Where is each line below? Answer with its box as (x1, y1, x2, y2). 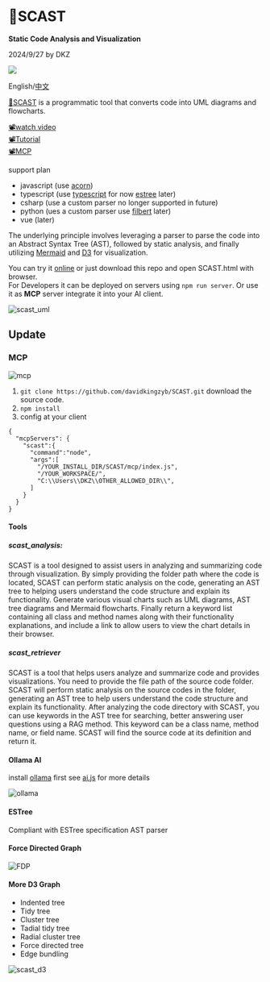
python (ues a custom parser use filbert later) (19, 206, 172, 216)
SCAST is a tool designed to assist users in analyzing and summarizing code (8, 560, 263, 571)
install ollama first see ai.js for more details (8, 773, 151, 783)
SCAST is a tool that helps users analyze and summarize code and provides (8, 668, 260, 678)
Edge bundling (19, 949, 69, 959)
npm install (19, 405, 60, 413)
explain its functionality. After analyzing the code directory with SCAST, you (8, 702, 260, 712)
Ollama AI (8, 755, 42, 764)
